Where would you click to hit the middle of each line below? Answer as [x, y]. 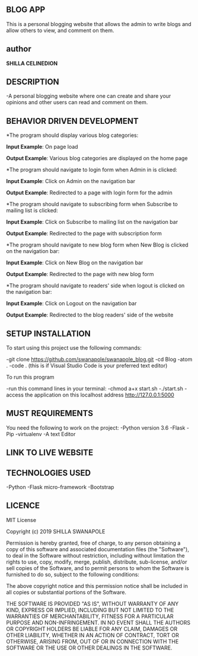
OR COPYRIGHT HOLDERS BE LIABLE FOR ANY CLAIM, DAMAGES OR [92, 629]
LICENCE [23, 506]
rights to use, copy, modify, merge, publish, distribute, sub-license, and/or [97, 562]
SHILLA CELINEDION [32, 63]
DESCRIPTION [33, 82]
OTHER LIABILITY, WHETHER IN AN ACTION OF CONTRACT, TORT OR [92, 635]
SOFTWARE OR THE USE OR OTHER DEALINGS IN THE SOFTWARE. [89, 648]
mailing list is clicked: [32, 210]
